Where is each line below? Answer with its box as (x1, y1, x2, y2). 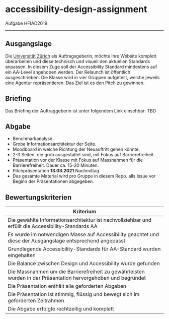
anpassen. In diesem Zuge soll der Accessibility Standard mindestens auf (5, 63, 157, 70)
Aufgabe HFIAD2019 (5, 20, 48, 26)
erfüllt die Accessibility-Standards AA (8, 223, 98, 230)
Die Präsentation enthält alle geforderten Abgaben (8, 283, 127, 290)
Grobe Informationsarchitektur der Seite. (12, 141, 97, 147)
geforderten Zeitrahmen (8, 297, 64, 304)
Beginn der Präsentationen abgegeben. (12, 178, 94, 184)
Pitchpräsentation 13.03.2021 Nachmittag (12, 168, 100, 174)
